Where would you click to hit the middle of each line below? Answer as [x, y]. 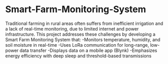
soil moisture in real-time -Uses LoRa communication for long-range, [77, 45]
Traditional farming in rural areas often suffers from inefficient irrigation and [84, 23]
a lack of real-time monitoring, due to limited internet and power [72, 28]
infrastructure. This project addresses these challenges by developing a [80, 34]
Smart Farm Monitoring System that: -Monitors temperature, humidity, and [83, 40]
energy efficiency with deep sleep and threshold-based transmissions [78, 56]
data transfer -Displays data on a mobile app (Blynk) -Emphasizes [88, 50]
